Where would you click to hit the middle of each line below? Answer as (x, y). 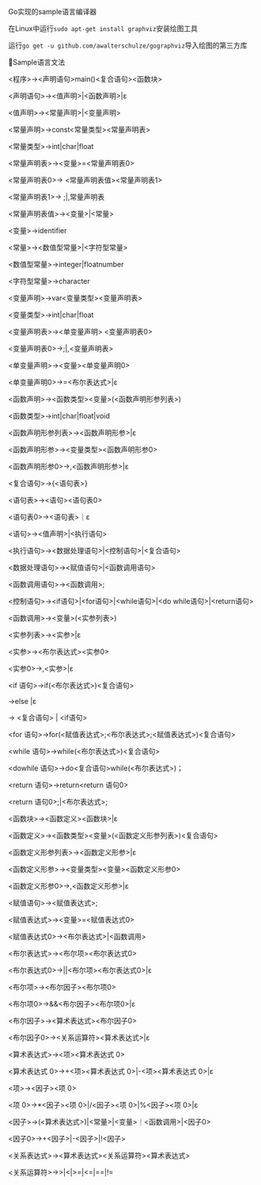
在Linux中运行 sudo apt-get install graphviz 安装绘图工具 (103, 29)
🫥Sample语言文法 (37, 62)
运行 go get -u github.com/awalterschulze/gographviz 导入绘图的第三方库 (128, 45)
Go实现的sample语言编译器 (53, 11)
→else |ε (23, 701)
